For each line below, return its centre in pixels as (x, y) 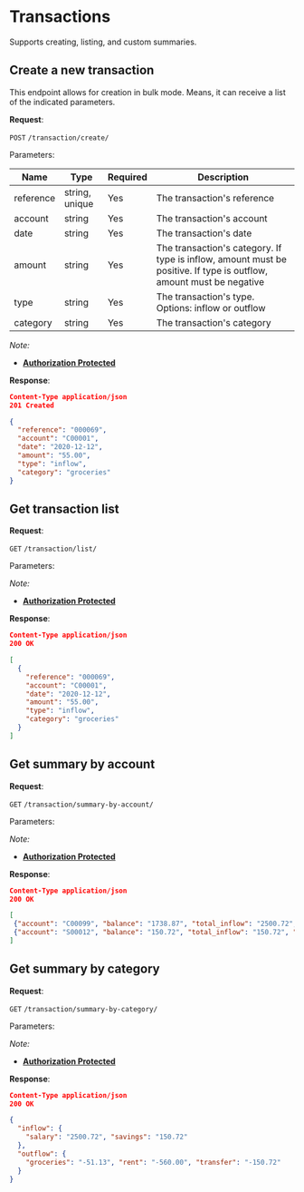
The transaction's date (204, 233)
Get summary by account (82, 764)
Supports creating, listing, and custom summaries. (103, 42)
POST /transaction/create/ (59, 138)
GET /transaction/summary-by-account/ (81, 805)
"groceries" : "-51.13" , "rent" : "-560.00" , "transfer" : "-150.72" (153, 1162)
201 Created (32, 405)
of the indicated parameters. (62, 102)
